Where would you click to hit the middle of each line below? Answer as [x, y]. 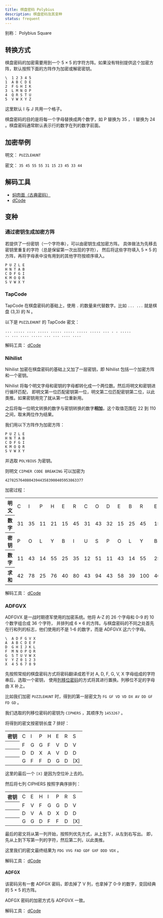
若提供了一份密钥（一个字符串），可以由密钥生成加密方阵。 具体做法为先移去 [81, 243]
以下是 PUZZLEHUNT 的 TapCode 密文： [42, 322]
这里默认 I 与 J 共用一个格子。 [35, 109]
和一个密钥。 [18, 376]
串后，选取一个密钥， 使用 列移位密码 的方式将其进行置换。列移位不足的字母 [80, 680]
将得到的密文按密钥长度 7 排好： [37, 723]
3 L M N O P [18, 91]
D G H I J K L [20, 647]
